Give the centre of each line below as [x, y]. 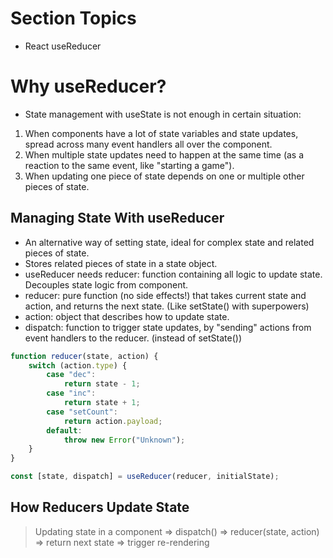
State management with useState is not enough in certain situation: [163, 114]
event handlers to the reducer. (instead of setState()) [133, 338]
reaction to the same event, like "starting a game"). [129, 165]
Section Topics [73, 18]
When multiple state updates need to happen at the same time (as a [164, 154]
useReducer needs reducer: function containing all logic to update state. [173, 274]
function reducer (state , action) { [84, 356]
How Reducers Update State [100, 507]
